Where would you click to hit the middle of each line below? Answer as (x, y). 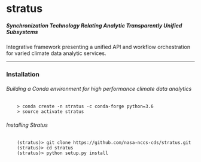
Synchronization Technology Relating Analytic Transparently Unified (94, 25)
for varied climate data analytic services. (56, 53)
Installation (23, 75)
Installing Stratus (27, 125)
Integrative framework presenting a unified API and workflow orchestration (98, 47)
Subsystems (22, 32)
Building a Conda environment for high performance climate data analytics (99, 88)
